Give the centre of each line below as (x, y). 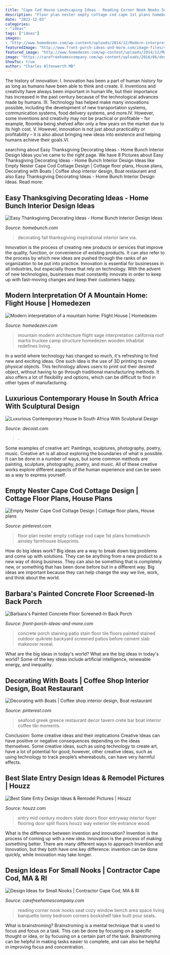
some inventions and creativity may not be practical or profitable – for (78, 118)
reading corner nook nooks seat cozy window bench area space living (91, 910)
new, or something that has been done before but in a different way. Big (80, 567)
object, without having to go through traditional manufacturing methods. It (82, 372)
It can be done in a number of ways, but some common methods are (77, 459)
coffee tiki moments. (39, 726)
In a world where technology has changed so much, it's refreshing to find (82, 356)
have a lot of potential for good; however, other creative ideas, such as (79, 751)
